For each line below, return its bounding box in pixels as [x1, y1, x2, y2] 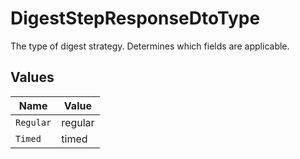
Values [10, 69, 55, 86]
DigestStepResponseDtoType [10, 7, 261, 30]
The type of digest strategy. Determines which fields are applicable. [10, 40, 290, 52]
